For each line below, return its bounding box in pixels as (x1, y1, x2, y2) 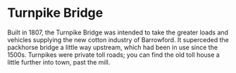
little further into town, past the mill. (7, 58, 111, 66)
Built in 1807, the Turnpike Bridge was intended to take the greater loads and (7, 28, 229, 36)
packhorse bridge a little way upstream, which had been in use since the (7, 43, 218, 51)
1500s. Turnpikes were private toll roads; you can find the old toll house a (7, 51, 220, 59)
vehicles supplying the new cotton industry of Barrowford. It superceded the (7, 35, 229, 44)
